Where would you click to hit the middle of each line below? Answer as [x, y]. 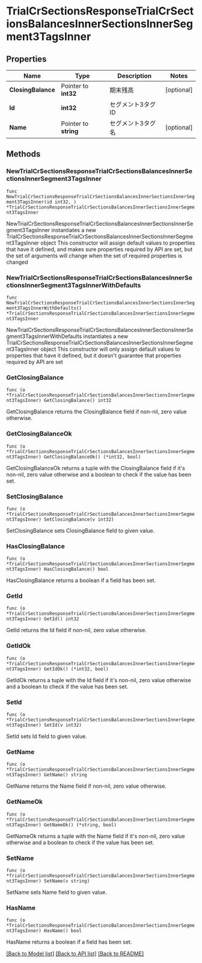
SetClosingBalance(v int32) [79, 519]
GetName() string [66, 775]
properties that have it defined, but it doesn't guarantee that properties [94, 355]
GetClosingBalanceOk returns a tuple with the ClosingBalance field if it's [96, 468]
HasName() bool [63, 931]
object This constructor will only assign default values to [110, 349]
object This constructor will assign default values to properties [118, 243]
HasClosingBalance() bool [77, 569]
